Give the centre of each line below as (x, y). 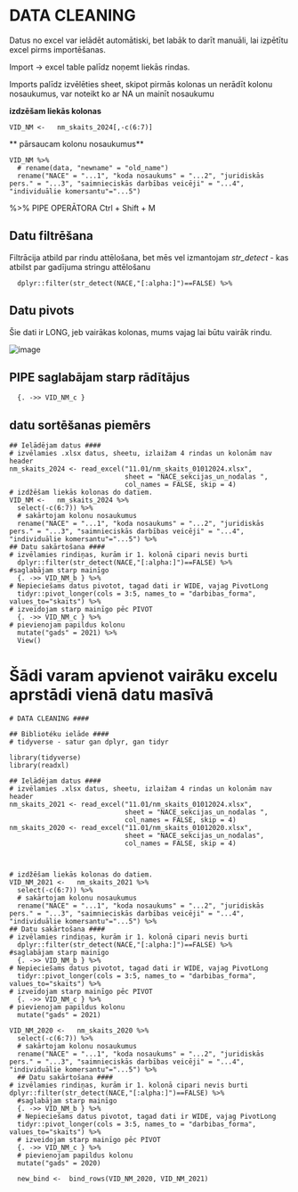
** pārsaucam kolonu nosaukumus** (77, 144)
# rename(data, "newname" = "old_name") (93, 168)
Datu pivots (42, 311)
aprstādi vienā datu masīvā (111, 695)
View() (29, 641)
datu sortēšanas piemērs (80, 425)
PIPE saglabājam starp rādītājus (100, 377)
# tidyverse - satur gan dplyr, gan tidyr (89, 742)
